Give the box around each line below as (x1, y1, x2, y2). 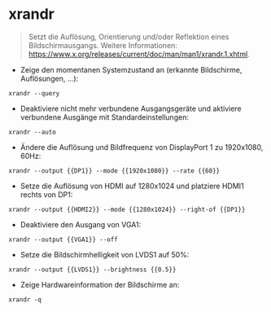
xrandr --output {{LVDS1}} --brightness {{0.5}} (8, 266, 177, 274)
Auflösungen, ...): (20, 73, 79, 83)
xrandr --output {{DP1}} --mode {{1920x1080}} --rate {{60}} (8, 166, 221, 175)
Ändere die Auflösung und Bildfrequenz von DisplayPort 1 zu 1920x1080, (20, 142, 264, 152)
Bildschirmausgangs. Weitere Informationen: (28, 40, 177, 50)
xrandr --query (8, 89, 60, 98)
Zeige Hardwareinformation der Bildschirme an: (20, 279, 180, 289)
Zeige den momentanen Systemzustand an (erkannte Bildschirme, (20, 64, 243, 74)
